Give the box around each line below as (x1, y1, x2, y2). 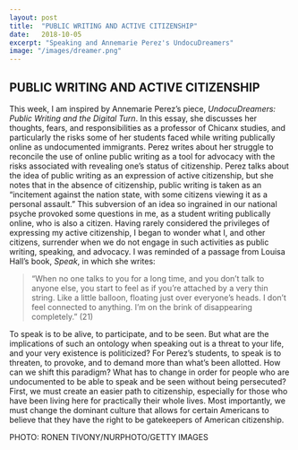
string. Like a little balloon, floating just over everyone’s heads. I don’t (30, 292, 286, 303)
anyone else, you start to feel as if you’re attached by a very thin (30, 282, 268, 293)
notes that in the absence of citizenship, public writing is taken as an (9, 179, 262, 190)
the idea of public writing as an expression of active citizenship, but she (9, 169, 275, 180)
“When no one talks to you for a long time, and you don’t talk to (30, 273, 265, 283)
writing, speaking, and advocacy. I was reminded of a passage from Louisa (9, 246, 286, 256)
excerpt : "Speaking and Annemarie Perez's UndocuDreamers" (9, 38, 234, 48)
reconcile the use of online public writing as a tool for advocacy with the (9, 151, 276, 161)
